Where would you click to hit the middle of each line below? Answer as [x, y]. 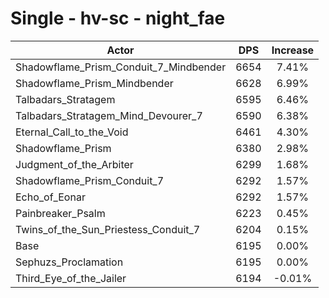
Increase [293, 50]
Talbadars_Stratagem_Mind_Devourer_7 [109, 115]
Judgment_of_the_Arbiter [74, 164]
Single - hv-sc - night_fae [118, 18]
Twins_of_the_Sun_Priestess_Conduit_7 [108, 229]
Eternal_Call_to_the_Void [72, 132]
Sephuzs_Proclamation [69, 262]
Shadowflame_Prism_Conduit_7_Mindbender [121, 67]
